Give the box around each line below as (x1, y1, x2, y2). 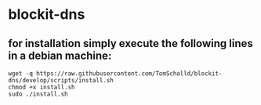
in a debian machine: (8, 49, 112, 62)
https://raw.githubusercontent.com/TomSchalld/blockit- (36, 70, 223, 78)
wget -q (8, 70, 34, 78)
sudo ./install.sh (8, 90, 68, 98)
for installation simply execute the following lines (8, 37, 253, 50)
